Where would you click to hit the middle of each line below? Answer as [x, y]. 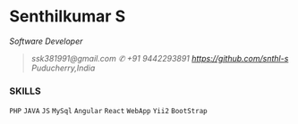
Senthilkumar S [68, 17]
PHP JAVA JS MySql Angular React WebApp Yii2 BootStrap [108, 112]
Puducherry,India [63, 68]
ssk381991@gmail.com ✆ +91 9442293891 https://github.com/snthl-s [160, 58]
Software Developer [46, 41]
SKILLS [26, 91]
